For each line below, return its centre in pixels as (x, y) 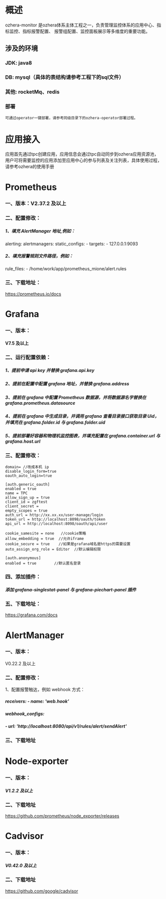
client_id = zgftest (27, 502)
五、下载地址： (23, 604)
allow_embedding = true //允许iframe (44, 539)
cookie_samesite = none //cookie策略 (46, 534)
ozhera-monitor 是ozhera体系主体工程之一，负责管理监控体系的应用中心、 (81, 25)
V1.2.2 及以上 (19, 790)
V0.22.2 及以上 (20, 663)
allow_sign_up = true (28, 498)
